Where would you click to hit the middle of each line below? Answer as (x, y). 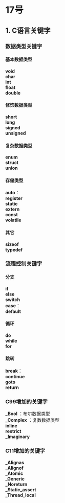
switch (13, 300)
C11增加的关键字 (25, 451)
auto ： (13, 193)
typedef (14, 249)
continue (15, 377)
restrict (13, 431)
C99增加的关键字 (26, 401)
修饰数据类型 (19, 105)
